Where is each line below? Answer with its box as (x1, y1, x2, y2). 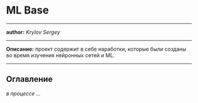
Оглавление (6, 74, 53, 84)
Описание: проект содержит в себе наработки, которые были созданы (6, 45, 187, 52)
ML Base (6, 4, 49, 17)
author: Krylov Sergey (6, 28, 61, 35)
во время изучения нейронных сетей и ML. (6, 51, 115, 59)
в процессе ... (6, 89, 41, 97)
